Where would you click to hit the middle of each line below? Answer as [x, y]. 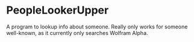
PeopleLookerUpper [58, 10]
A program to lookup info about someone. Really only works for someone [97, 27]
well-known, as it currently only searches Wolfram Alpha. [77, 33]
